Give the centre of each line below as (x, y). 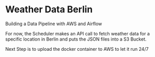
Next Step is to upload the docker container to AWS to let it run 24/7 (77, 49)
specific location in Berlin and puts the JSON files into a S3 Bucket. (76, 39)
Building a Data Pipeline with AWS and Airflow (54, 24)
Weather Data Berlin (49, 9)
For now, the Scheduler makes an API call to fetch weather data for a (77, 33)
